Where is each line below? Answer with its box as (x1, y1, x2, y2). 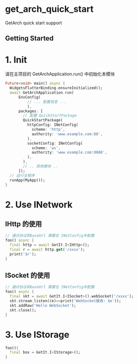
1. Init (5, 54, 27, 65)
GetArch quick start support (5, 20, 62, 26)
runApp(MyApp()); (9, 177, 46, 183)
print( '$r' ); (9, 252, 37, 257)
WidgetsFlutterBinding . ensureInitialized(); (9, 86, 103, 91)
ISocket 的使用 (5, 271, 50, 280)
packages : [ (18, 108, 43, 113)
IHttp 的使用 (5, 219, 42, 228)
